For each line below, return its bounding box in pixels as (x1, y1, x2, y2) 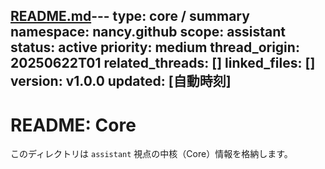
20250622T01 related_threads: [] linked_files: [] (10, 55, 316, 72)
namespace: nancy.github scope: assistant (10, 24, 287, 41)
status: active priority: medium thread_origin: (10, 39, 300, 56)
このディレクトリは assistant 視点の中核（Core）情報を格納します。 (10, 148, 293, 160)
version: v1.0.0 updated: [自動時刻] (10, 73, 232, 90)
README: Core (10, 114, 137, 136)
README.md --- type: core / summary (10, 8, 250, 25)
